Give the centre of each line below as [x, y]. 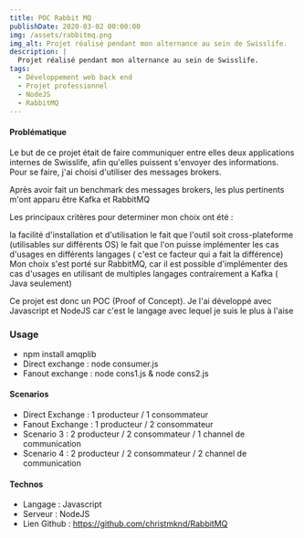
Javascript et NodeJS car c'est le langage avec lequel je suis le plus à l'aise [152, 311]
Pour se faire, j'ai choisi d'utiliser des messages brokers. [115, 172]
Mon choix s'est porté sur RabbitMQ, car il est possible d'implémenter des [149, 264]
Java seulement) [41, 283]
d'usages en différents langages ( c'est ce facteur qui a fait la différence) [147, 254]
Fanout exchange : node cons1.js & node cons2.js [115, 373]
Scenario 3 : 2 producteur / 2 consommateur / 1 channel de [134, 434]
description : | [38, 52]
